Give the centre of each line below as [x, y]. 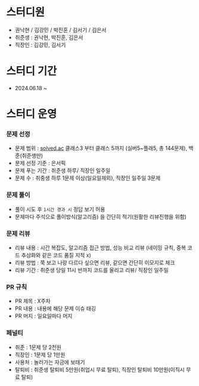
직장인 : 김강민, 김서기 [40, 45]
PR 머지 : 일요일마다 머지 [43, 316]
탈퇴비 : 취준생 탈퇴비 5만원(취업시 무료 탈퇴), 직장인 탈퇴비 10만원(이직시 [99, 369]
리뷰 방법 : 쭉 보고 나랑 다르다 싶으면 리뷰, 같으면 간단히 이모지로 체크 [95, 263]
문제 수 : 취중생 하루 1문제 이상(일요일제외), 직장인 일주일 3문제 [88, 178]
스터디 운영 [32, 114]
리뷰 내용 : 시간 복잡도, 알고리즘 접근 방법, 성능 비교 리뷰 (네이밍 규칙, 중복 [100, 248]
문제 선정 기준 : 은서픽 [40, 163]
